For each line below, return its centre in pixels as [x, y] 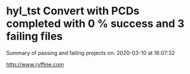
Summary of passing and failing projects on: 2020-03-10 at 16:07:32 [91, 53]
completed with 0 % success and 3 [95, 24]
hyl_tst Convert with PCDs [73, 11]
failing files [34, 36]
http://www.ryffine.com [35, 64]
